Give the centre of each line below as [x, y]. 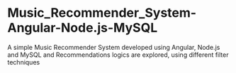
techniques [24, 62]
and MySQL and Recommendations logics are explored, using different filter [118, 55]
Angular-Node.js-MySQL [83, 28]
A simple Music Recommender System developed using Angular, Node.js [114, 47]
